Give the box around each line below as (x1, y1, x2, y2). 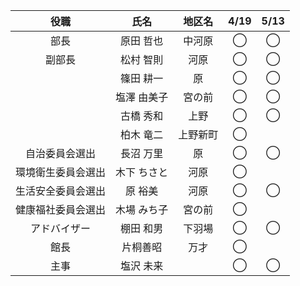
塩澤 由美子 (115, 90, 169, 104)
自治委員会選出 (25, 147, 97, 160)
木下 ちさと (115, 165, 169, 179)
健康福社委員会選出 (15, 203, 107, 216)
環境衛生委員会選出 (15, 165, 107, 179)
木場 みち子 (115, 203, 169, 216)
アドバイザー (30, 222, 92, 235)
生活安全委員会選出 (15, 184, 107, 198)
